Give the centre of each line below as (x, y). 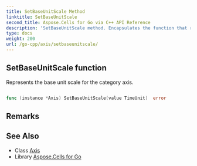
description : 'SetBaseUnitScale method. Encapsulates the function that (97, 28)
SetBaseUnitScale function (57, 68)
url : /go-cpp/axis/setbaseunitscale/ (52, 45)
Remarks (23, 116)
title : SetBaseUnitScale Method (45, 11)
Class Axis (27, 150)
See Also (23, 136)
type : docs (19, 33)
